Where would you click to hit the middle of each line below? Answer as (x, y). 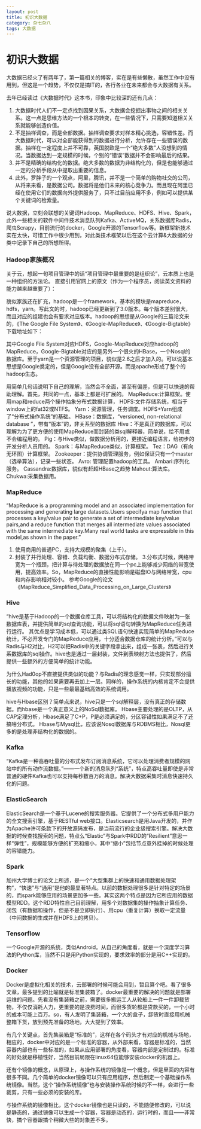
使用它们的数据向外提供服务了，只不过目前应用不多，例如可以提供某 (109, 193)
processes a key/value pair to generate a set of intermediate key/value (93, 518)
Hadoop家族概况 (30, 260)
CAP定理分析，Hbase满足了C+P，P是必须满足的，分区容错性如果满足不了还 (100, 717)
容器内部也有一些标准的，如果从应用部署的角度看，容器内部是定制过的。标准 (100, 1049)
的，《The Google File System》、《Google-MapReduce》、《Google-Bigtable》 (100, 324)
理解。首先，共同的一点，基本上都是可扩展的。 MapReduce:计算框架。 (98, 394)
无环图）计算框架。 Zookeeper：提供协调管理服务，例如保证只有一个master (100, 454)
